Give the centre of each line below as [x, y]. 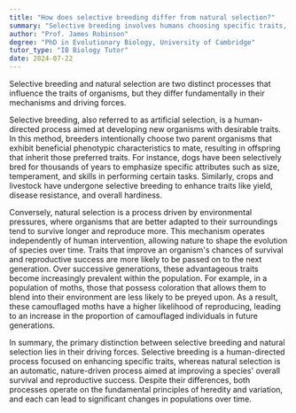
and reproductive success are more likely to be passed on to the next [136, 259]
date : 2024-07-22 [41, 58]
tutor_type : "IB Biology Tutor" [69, 51]
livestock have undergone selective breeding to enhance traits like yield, [141, 186]
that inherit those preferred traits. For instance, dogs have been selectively [145, 157]
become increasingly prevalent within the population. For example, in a [138, 278]
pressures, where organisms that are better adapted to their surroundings [144, 222]
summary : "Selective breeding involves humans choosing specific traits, [148, 26]
